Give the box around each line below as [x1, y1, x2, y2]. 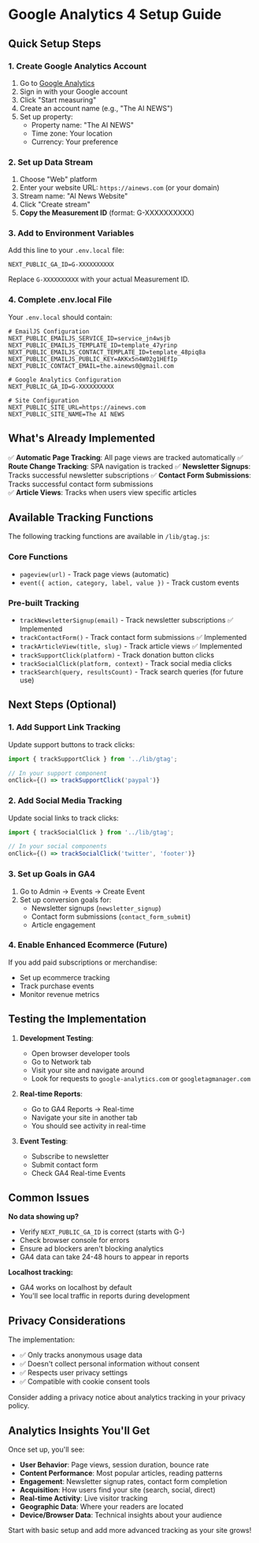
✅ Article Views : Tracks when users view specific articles [8, 487, 197, 497]
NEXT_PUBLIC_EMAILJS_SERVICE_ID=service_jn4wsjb [8, 334, 171, 342]
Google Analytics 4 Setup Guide [8, 6, 222, 24]
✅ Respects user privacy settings [19, 1368, 128, 1378]
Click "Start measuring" [19, 95, 97, 104]
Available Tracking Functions [8, 511, 154, 524]
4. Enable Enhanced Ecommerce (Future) [8, 939, 168, 950]
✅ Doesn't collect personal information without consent [19, 1359, 200, 1369]
